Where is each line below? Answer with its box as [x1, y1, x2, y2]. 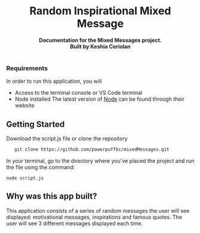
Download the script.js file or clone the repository [6, 135, 128, 142]
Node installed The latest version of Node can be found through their [14, 95, 185, 102]
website [14, 102, 35, 109]
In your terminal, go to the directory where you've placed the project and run [6, 157, 195, 164]
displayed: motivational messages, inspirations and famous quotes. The [6, 213, 183, 220]
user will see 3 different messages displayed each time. [6, 219, 143, 227]
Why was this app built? [6, 191, 97, 201]
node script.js [6, 175, 44, 181]
